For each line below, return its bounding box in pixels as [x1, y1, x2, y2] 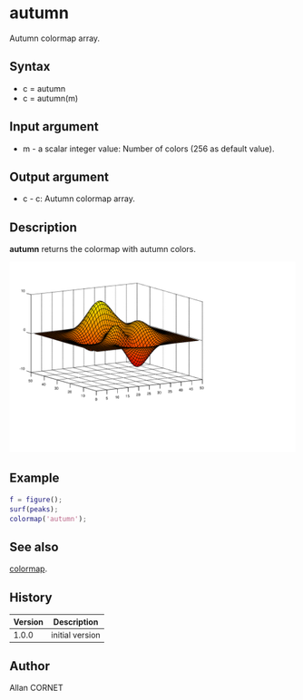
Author [9, 658, 50, 674]
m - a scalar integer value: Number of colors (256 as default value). [22, 143, 275, 154]
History [9, 589, 53, 605]
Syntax [9, 59, 51, 74]
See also [9, 540, 59, 555]
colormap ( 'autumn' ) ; [9, 514, 88, 523]
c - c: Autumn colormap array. [22, 193, 136, 204]
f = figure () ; [9, 495, 64, 504]
